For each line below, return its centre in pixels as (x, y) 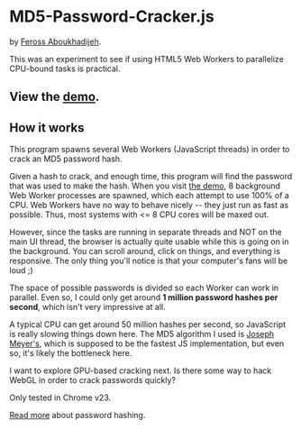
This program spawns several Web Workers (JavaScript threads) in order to (150, 150)
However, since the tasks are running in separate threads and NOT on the (146, 233)
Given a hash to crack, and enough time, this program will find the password (151, 177)
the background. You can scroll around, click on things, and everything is (145, 251)
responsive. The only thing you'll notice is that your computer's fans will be (149, 261)
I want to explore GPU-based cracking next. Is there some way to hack (141, 370)
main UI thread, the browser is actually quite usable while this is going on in (150, 242)
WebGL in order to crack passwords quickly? (92, 380)
